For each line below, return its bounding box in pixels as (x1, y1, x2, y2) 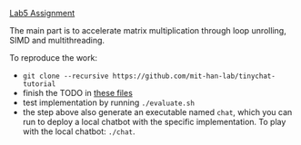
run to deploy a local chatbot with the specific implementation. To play (22, 117, 286, 127)
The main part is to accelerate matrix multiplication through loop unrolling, (9, 25, 286, 35)
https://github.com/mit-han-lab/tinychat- (112, 72, 276, 81)
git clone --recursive (22, 72, 109, 81)
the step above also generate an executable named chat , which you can (22, 107, 293, 117)
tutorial (22, 80, 56, 89)
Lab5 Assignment (9, 8, 75, 18)
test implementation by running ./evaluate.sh (22, 97, 196, 108)
